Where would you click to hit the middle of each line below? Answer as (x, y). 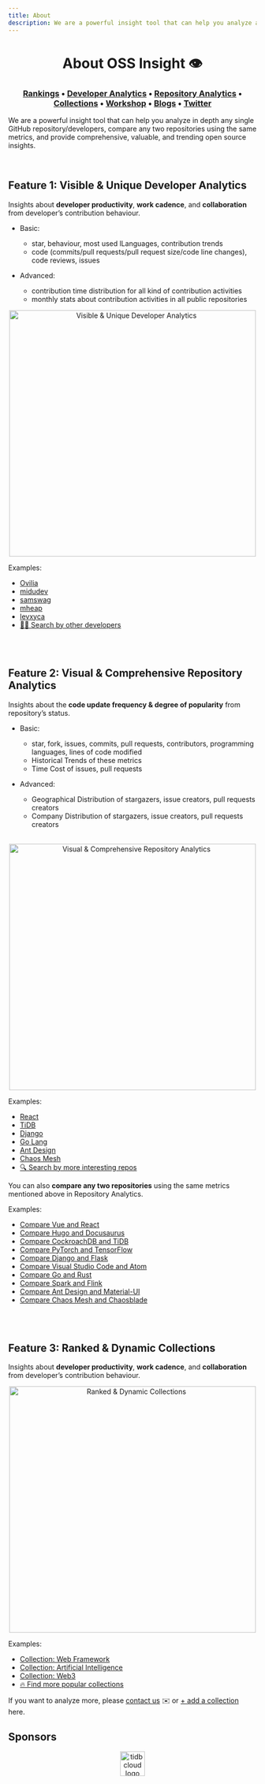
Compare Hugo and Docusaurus (72, 1233)
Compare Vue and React (60, 1224)
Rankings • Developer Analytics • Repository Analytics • (132, 93)
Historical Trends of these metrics (86, 760)
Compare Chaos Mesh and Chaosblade (84, 1300)
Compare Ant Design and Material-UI (80, 1291)
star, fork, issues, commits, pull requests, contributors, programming (143, 743)
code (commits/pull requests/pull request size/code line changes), (139, 251)
